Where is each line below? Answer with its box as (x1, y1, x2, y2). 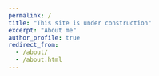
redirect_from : (8, 41, 59, 49)
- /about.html (15, 56, 62, 64)
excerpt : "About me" (8, 26, 78, 34)
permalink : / (8, 11, 52, 20)
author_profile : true (8, 33, 81, 42)
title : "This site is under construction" (8, 19, 152, 27)
